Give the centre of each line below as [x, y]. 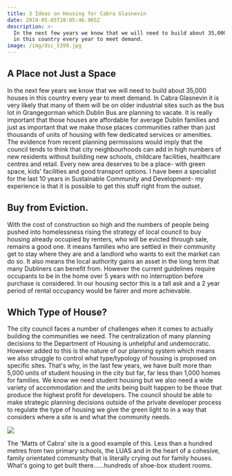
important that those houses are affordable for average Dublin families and [113, 120]
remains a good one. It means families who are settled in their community [112, 246]
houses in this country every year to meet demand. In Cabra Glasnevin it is [113, 98]
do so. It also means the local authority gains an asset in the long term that [113, 261]
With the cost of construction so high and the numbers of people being [108, 224]
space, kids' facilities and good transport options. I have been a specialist [112, 171]
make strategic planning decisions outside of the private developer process [115, 403]
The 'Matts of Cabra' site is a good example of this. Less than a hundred [110, 443]
